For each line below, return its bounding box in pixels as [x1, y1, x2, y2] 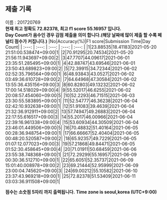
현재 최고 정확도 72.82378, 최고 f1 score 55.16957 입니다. [5, 25, 121, 31]
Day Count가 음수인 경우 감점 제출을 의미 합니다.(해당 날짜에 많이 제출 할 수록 [5, 32, 157, 38]
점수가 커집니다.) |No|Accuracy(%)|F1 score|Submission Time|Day [14, 38, 151, 44]
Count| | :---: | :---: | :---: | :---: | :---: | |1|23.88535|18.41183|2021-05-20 [5, 44, 157, 50]
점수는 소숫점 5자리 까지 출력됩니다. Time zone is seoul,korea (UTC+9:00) [5, 189, 157, 195]
